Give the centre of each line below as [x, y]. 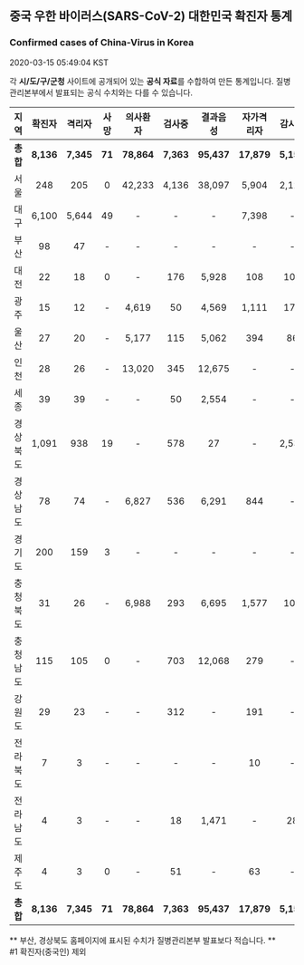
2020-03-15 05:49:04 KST [59, 63]
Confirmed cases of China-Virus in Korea [102, 43]
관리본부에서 [32, 92]
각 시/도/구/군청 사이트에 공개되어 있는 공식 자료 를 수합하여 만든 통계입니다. [142, 81]
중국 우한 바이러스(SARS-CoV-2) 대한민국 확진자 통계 [151, 16]
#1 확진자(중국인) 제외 [48, 951]
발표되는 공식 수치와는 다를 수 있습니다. [124, 92]
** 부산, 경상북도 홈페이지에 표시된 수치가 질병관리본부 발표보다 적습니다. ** [142, 940]
